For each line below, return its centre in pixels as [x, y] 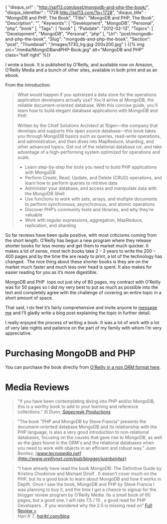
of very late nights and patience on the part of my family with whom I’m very [83, 328]
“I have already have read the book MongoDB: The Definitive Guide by [89, 468]
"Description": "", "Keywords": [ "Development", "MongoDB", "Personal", [80, 23]
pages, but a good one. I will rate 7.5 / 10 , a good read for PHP [82, 500]
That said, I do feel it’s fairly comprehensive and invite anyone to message [81, 307]
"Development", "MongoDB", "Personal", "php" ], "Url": [62, 34]
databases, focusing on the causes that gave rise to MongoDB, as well [90, 437]
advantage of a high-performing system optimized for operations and [89, 152]
